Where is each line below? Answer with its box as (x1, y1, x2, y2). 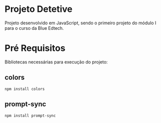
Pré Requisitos (4, 43, 65, 54)
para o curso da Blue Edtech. (4, 25, 64, 31)
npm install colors (4, 86, 45, 91)
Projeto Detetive (4, 3, 73, 15)
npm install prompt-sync (4, 113, 56, 118)
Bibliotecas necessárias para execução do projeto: (4, 59, 108, 65)
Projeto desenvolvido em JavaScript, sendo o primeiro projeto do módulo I (4, 20, 157, 26)
